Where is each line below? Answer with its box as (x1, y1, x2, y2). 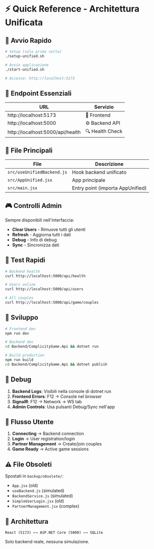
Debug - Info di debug (12, 237, 57, 242)
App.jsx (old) (12, 482, 38, 488)
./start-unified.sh (5, 67, 45, 72)
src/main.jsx (7, 185, 38, 190)
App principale (72, 177, 105, 183)
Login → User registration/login (12, 436, 75, 442)
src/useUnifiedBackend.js (7, 170, 68, 175)
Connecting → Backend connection (12, 430, 84, 437)
